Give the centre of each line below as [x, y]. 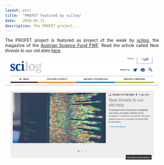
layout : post [18, 10]
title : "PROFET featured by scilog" [43, 15]
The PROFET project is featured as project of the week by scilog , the [82, 40]
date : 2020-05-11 [25, 21]
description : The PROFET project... [42, 26]
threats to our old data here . [33, 51]
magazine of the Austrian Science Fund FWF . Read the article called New [82, 45]
